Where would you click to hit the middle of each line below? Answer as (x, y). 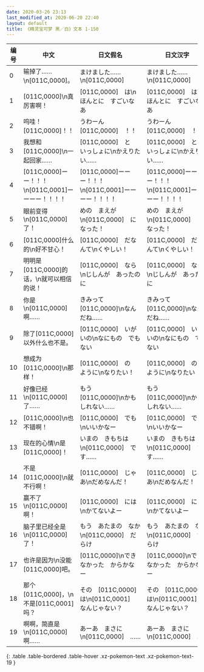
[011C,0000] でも (108, 418)
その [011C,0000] (108, 590)
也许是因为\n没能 (47, 560)
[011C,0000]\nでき (108, 556)
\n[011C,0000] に (108, 220)
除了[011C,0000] (49, 334)
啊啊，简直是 (42, 624)
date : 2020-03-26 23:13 (36, 12)
